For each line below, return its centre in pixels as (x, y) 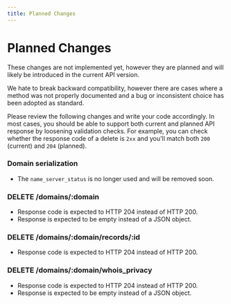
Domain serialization (43, 164)
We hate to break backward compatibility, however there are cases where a (115, 88)
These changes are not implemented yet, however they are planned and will (115, 67)
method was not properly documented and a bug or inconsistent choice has (115, 95)
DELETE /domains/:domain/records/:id (74, 237)
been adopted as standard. (46, 103)
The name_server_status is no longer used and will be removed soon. (115, 178)
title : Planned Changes (42, 14)
